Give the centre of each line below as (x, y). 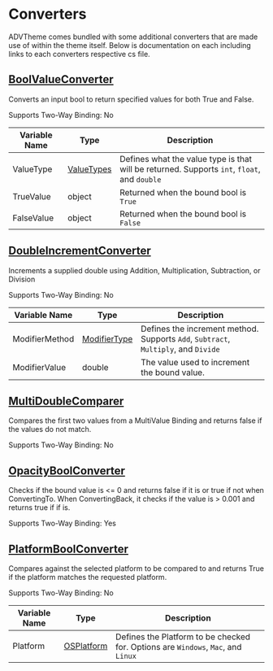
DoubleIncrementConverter (80, 251)
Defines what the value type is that (185, 159)
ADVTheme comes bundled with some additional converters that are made (133, 37)
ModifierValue (39, 367)
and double (140, 179)
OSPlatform (86, 646)
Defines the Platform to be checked (182, 637)
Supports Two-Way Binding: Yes (62, 523)
